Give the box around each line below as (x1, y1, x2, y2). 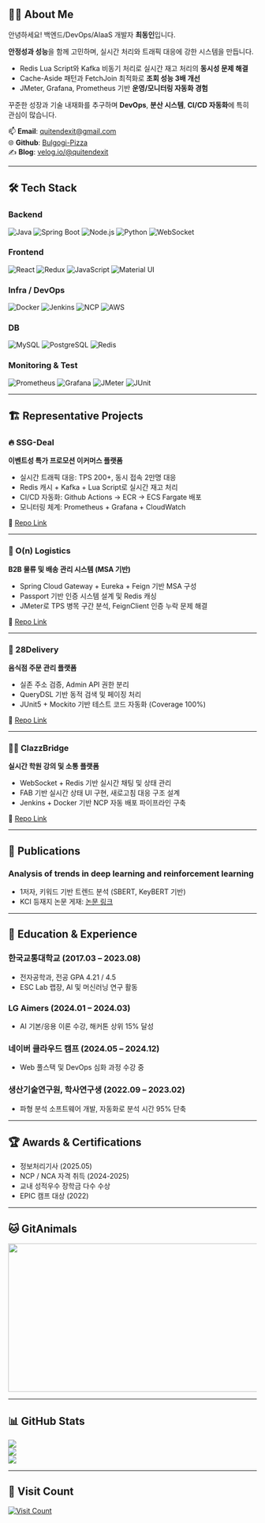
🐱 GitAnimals (8, 1222, 77, 1235)
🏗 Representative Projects (8, 409, 144, 423)
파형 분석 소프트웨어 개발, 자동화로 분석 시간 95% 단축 (19, 1104, 187, 1113)
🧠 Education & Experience (8, 927, 138, 941)
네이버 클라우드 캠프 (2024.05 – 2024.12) (8, 1043, 160, 1054)
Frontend (8, 247, 44, 258)
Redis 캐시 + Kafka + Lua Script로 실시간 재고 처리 (19, 483, 178, 492)
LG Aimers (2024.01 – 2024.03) (8, 1002, 131, 1013)
